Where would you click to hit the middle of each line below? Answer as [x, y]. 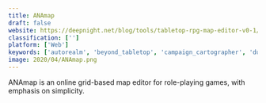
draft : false [30, 23]
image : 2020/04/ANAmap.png [53, 60]
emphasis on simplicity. [46, 90]
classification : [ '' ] [44, 38]
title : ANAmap [32, 15]
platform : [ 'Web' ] [38, 45]
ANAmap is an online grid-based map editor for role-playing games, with [127, 82]
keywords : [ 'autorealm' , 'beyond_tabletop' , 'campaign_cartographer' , [127, 52]
